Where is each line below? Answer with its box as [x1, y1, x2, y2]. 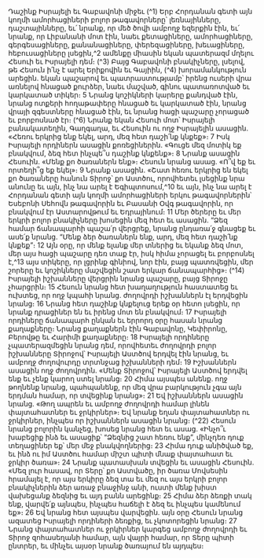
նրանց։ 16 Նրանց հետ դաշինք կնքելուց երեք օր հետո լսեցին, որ [8, 299, 241, 308]
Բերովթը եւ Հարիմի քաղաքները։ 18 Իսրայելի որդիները [8, 332, 210, 341]
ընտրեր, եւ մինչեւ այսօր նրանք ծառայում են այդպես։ [8, 541, 204, 550]
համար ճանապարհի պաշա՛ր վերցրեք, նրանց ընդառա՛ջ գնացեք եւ [8, 224, 256, 233]
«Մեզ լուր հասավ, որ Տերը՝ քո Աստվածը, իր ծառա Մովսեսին [8, 466, 228, 475]
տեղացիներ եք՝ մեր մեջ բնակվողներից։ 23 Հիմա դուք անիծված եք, [8, 441, 254, 450]
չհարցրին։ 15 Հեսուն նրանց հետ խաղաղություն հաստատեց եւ [8, 282, 238, 292]
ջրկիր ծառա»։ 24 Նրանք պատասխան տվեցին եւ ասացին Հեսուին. [8, 457, 255, 467]
